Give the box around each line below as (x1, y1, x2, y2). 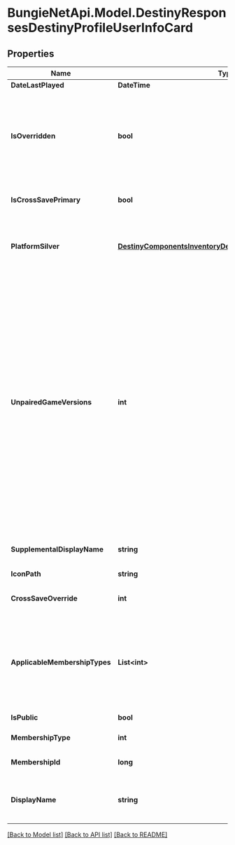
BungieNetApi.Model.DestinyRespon (7, 5, 227, 21)
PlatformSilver (10, 242, 60, 251)
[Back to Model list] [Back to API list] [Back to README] (7, 830, 168, 839)
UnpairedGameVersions (10, 397, 92, 407)
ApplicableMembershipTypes (10, 657, 111, 667)
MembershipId (10, 757, 61, 767)
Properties (7, 48, 55, 60)
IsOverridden (10, 131, 56, 141)
